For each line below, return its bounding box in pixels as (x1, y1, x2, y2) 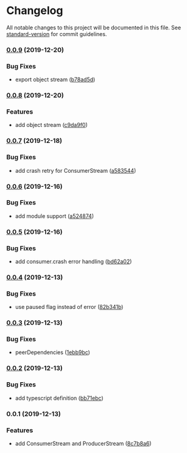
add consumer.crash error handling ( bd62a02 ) (15, 258, 132, 266)
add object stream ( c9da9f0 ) (15, 121, 88, 129)
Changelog (6, 4, 63, 18)
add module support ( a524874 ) (15, 212, 94, 220)
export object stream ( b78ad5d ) (15, 76, 96, 83)
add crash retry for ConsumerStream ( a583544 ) (15, 167, 136, 174)
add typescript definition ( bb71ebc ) (15, 394, 104, 402)
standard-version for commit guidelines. (6, 30, 107, 37)
